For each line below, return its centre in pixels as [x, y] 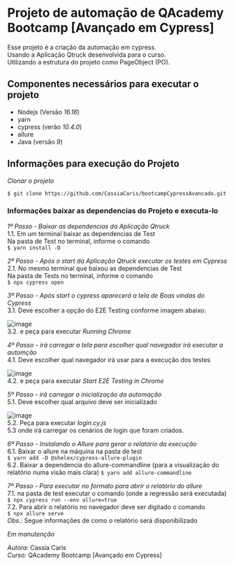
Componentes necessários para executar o [103, 84]
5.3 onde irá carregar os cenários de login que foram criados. [95, 430]
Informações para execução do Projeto [93, 164]
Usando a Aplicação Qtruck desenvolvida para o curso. [87, 55]
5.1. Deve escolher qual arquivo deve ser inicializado [82, 401]
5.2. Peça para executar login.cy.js [57, 422]
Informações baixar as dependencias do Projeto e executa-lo [113, 211]
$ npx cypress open [36, 282]
